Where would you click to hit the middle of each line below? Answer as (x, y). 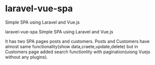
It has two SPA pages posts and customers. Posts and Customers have (77, 41)
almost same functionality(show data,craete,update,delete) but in (72, 46)
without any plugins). (26, 57)
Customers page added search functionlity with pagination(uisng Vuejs (78, 52)
